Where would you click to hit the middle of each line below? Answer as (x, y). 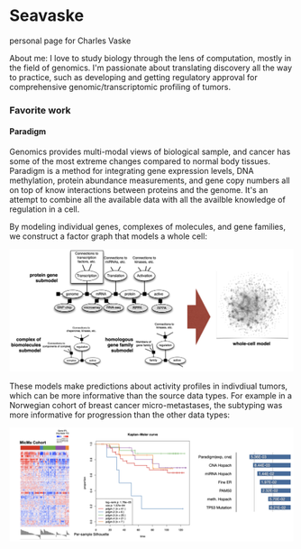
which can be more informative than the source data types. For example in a (151, 396)
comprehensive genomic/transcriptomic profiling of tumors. (120, 87)
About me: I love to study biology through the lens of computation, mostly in (150, 58)
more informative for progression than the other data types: (120, 415)
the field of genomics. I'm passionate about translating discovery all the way (151, 68)
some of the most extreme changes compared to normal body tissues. (140, 161)
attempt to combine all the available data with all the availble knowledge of (147, 200)
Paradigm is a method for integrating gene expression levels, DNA (132, 171)
